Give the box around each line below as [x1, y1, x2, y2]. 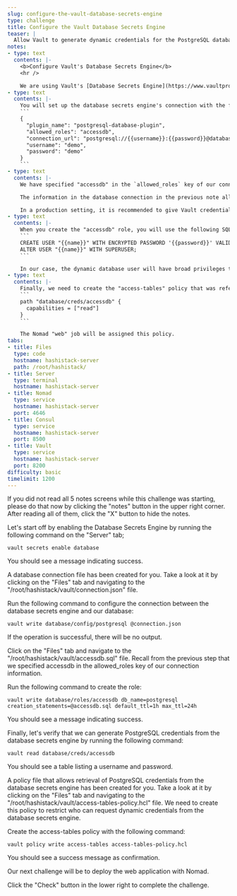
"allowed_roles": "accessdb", [25, 128, 115, 135]
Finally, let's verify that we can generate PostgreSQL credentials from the [7, 729, 220, 738]
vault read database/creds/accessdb [7, 750, 115, 757]
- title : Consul [7, 416, 55, 423]
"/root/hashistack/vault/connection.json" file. [7, 586, 138, 594]
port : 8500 [13, 436, 46, 443]
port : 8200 [13, 462, 46, 469]
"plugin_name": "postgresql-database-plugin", [25, 122, 166, 129]
